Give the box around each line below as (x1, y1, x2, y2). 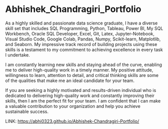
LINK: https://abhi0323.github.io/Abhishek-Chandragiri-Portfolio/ (5, 118, 139, 124)
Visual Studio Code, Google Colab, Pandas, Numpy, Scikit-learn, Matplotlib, (5, 36, 161, 42)
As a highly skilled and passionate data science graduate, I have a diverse (5, 20, 158, 26)
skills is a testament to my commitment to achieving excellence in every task (5, 46, 163, 52)
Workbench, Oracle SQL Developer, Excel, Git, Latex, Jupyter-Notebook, (5, 30, 154, 36)
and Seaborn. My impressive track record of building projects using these (5, 41, 157, 47)
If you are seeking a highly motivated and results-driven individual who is (5, 87, 156, 93)
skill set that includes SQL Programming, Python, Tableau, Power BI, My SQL (5, 25, 163, 31)
